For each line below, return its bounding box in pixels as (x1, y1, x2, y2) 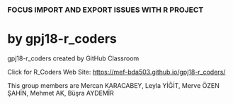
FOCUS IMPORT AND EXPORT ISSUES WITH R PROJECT (7, 5, 204, 15)
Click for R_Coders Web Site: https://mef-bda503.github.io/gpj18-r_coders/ (7, 67, 226, 76)
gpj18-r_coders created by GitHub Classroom (7, 54, 140, 63)
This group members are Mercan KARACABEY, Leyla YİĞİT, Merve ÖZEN (7, 81, 220, 89)
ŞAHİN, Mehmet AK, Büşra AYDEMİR (7, 89, 115, 97)
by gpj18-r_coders (7, 31, 117, 47)
